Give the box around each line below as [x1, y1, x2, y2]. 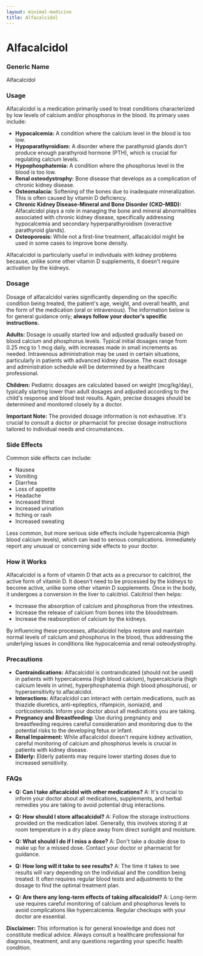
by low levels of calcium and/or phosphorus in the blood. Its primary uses [6, 112, 190, 119]
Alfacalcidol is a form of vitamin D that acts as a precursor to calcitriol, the [6, 572, 191, 579]
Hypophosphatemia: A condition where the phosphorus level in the [15, 162, 185, 169]
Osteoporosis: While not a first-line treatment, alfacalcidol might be [15, 233, 185, 241]
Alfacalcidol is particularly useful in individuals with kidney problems [6, 251, 177, 259]
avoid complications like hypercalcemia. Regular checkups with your [15, 906, 187, 913]
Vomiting [15, 472, 38, 480]
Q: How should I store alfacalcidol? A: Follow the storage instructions [15, 813, 190, 820]
